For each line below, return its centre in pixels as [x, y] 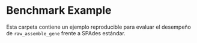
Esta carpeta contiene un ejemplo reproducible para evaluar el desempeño [98, 27]
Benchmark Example [59, 10]
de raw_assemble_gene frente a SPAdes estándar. [66, 33]
